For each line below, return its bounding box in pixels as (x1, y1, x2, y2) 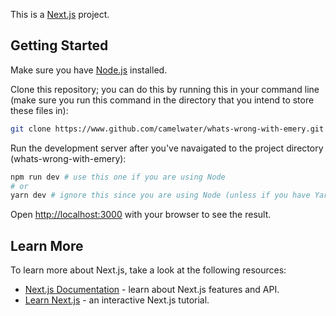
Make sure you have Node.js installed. (10, 64, 168, 76)
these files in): (10, 104, 69, 116)
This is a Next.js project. (10, 9, 110, 20)
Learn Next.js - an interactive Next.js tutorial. (24, 294, 210, 306)
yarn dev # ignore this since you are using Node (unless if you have (10, 190, 311, 201)
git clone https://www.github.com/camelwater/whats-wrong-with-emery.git (10, 124, 325, 134)
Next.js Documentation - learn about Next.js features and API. (24, 284, 280, 296)
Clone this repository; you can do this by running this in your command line (10, 83, 320, 95)
